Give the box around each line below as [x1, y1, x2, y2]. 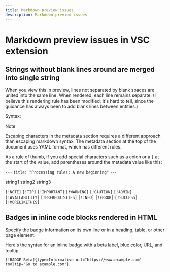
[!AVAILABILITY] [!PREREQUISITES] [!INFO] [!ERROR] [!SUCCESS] [5, 195, 138, 200]
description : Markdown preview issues [5, 12, 87, 17]
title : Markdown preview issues [5, 7, 74, 13]
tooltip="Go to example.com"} [5, 262, 70, 267]
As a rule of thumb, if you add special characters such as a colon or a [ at [5, 154, 159, 160]
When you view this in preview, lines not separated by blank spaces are [5, 87, 155, 93]
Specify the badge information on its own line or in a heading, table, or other [5, 227, 165, 233]
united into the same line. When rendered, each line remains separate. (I [5, 92, 156, 98]
